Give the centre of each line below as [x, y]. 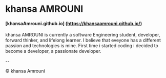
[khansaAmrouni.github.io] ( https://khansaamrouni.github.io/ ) [74, 23]
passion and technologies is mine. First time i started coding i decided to [82, 46]
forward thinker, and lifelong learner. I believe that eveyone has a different [83, 40]
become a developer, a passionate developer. [53, 51]
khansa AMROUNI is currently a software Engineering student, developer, [83, 35]
